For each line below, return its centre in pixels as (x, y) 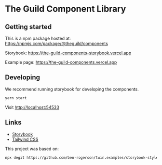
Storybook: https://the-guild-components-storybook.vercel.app (68, 53)
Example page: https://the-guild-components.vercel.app (61, 62)
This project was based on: (32, 149)
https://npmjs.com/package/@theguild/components (57, 44)
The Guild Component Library (66, 9)
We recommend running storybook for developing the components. (72, 89)
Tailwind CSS (25, 139)
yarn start (16, 98)
